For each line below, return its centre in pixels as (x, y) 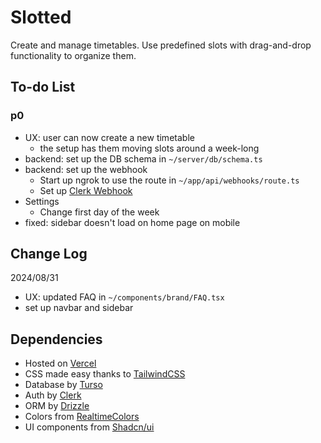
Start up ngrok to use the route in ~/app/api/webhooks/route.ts (169, 180)
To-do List (43, 87)
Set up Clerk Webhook (86, 190)
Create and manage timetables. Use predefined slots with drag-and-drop (161, 45)
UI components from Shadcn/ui (89, 427)
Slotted (41, 17)
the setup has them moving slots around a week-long (149, 148)
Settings (42, 201)
